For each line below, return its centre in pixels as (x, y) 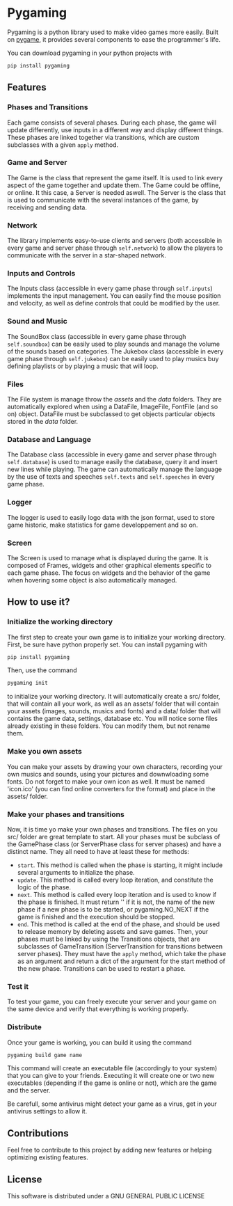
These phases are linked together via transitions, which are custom (103, 137)
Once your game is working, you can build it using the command (99, 1042)
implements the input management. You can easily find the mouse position (114, 296)
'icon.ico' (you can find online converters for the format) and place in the (111, 788)
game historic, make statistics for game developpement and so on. (103, 525)
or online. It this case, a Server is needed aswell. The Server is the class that (116, 192)
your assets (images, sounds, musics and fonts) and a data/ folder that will (114, 711)
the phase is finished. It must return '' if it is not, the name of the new (116, 902)
